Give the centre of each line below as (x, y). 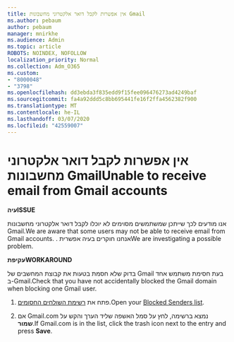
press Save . (35, 331)
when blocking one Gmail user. (52, 289)
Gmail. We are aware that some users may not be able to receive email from (116, 231)
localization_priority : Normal (53, 60)
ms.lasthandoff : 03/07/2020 (49, 119)
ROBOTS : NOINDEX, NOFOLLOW (47, 54)
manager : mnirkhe (33, 34)
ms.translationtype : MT (42, 106)
